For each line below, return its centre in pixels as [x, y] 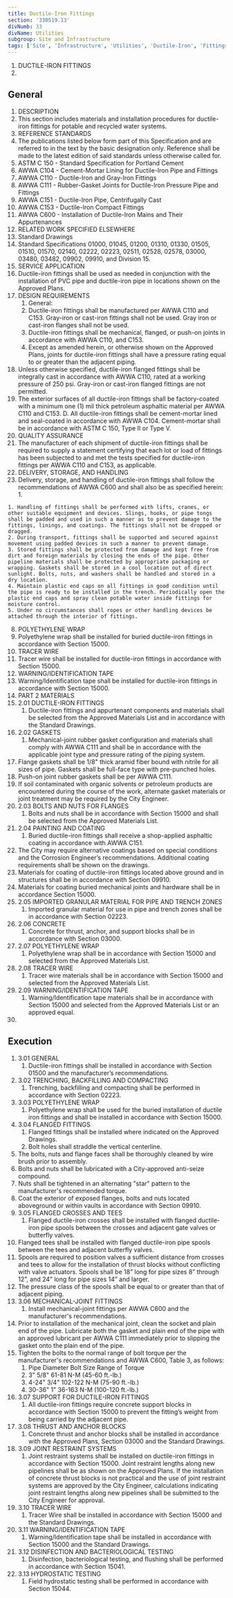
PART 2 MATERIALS [46, 695]
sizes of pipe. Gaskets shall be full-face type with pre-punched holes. [117, 769]
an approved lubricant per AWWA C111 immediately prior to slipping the [119, 1338]
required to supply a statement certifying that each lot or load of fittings [120, 450]
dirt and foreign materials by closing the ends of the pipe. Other [109, 555]
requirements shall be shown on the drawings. [84, 865]
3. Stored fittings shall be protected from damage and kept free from [113, 549]
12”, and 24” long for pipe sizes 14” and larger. [84, 1279]
